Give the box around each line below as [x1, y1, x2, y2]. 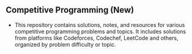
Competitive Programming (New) [6, 5, 135, 15]
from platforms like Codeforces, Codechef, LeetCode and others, [14, 34, 179, 42]
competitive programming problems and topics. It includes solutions [14, 28, 186, 35]
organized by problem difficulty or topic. [14, 40, 117, 48]
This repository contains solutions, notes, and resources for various [14, 21, 185, 28]
